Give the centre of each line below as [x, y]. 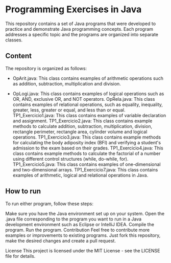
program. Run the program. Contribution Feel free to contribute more [77, 230]
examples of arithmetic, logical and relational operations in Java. [80, 175]
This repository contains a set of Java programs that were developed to [81, 24]
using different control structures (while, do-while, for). [70, 159]
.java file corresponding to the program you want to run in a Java [74, 219]
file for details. [20, 256]
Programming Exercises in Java [74, 9]
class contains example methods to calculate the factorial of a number [87, 153]
